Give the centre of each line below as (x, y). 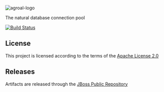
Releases (20, 72)
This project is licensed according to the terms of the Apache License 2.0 (82, 55)
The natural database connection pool (45, 18)
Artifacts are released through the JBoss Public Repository (67, 84)
